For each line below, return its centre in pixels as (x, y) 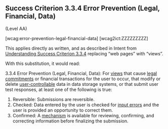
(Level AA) (16, 28)
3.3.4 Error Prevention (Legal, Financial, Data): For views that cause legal (81, 73)
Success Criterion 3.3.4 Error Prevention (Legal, (83, 8)
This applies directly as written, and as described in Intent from (71, 48)
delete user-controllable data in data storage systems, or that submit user (82, 84)
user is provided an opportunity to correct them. (63, 110)
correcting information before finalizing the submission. (70, 121)
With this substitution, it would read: (43, 63)
